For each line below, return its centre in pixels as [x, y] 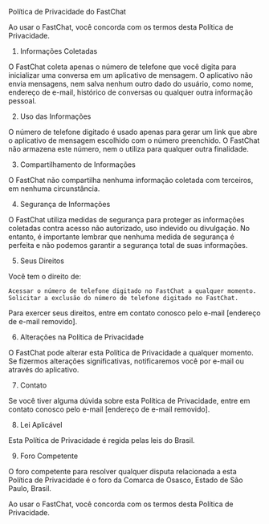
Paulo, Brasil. [30, 488]
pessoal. [22, 101]
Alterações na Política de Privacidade [82, 337]
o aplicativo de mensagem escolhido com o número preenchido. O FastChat [134, 140]
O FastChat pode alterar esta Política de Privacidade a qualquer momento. [131, 353]
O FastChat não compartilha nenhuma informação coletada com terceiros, [131, 180]
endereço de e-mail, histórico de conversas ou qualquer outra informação [130, 92]
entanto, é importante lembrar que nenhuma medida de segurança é [121, 237]
